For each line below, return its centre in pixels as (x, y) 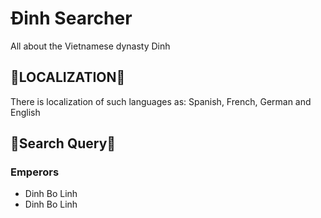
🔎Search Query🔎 (63, 143)
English (25, 112)
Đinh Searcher (71, 18)
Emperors (35, 172)
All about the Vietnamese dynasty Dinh (90, 46)
